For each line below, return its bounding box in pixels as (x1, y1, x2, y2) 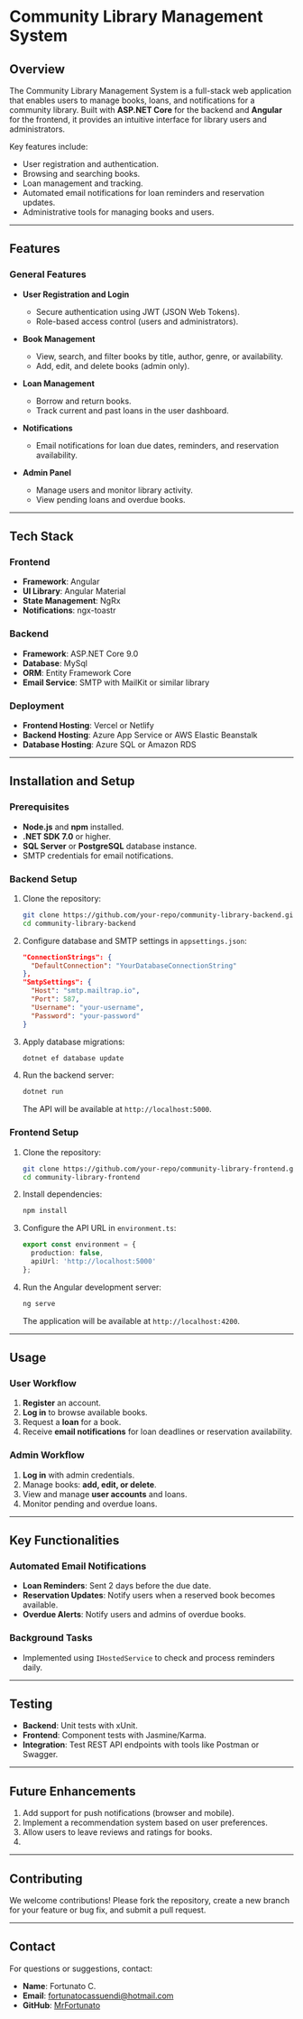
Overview (9, 61, 66, 77)
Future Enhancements (9, 1783, 137, 1799)
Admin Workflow (9, 1449, 85, 1461)
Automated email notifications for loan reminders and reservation (22, 188, 264, 198)
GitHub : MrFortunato (22, 1999, 101, 2010)
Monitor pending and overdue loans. (22, 1498, 158, 1509)
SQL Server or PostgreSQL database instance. (22, 840, 197, 851)
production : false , (31, 1248, 105, 1258)
